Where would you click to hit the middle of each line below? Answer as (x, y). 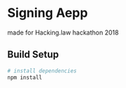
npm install (25, 77)
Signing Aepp (48, 13)
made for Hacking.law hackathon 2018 (63, 32)
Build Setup (33, 55)
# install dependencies (42, 71)
